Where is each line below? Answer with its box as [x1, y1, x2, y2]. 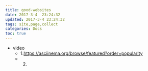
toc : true [5, 31, 27, 36]
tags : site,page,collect [5, 21, 58, 27]
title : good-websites [5, 7, 52, 13]
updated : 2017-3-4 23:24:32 [5, 17, 65, 22]
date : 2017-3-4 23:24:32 [5, 12, 60, 17]
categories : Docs [5, 26, 42, 31]
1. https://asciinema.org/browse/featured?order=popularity [20, 50, 143, 56]
